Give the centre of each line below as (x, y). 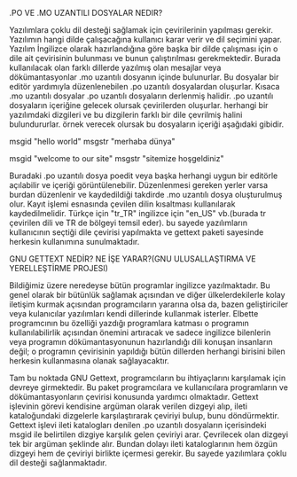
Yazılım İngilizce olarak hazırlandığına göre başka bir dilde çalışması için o (144, 49)
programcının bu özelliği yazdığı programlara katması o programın (129, 323)
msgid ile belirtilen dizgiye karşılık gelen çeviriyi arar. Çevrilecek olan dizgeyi (149, 434)
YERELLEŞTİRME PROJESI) (59, 268)
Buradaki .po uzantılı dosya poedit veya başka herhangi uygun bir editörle (144, 176)
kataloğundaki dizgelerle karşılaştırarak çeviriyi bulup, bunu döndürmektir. (144, 415)
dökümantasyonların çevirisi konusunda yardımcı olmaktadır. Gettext (134, 397)
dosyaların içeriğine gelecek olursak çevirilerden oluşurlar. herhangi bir (139, 105)
